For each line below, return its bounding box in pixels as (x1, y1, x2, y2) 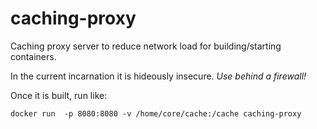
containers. (10, 50, 57, 62)
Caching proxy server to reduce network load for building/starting (10, 40, 282, 52)
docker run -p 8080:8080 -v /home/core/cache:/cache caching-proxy (10, 108, 302, 119)
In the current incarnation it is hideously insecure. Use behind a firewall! (10, 70, 307, 82)
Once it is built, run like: (10, 89, 108, 101)
